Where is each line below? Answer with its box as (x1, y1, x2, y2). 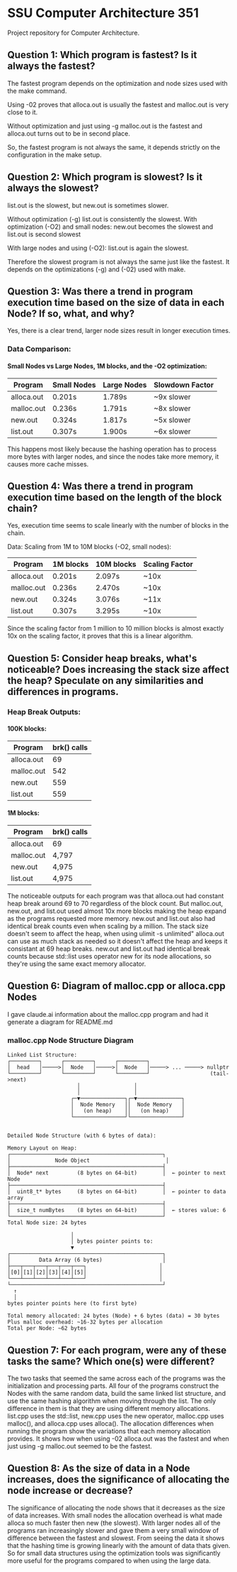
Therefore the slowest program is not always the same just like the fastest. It (7, 257, 230, 266)
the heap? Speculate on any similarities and (7, 675, 204, 687)
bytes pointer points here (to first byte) (7, 1300, 138, 1307)
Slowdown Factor (153, 380, 214, 390)
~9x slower (153, 392, 191, 402)
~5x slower (153, 415, 191, 425)
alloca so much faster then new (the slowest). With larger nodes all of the (7, 1518, 221, 1527)
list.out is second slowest (7, 229, 81, 239)
